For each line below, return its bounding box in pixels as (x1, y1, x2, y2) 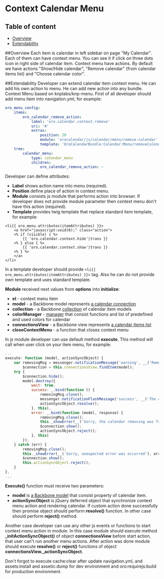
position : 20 (40, 133, 67, 138)
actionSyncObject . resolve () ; (40, 401, 99, 406)
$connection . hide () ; (22, 374, 64, 379)
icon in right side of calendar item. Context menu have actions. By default (5, 61, 153, 66)
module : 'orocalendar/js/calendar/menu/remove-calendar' (40, 138, 159, 142)
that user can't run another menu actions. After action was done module (5, 538, 150, 544)
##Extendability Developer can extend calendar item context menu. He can (5, 80, 156, 86)
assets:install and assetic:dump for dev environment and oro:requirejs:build (5, 563, 157, 569)
